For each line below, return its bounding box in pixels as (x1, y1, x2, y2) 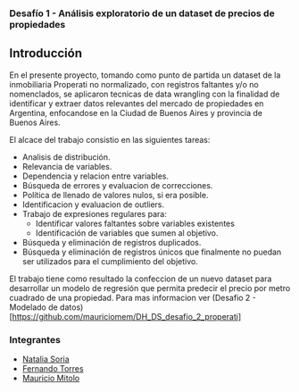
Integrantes (9, 333, 61, 346)
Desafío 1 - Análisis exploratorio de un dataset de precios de (9, 7, 275, 20)
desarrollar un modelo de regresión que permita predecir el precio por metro (9, 282, 291, 293)
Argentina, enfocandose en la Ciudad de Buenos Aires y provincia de (9, 107, 263, 118)
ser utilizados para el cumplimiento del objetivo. (21, 255, 198, 266)
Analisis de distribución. (21, 151, 111, 163)
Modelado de (9, 302, 58, 313)
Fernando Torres (21, 363, 84, 374)
